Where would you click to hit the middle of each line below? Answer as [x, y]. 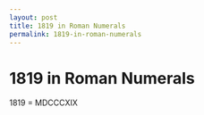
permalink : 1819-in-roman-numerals [76, 34]
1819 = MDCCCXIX [44, 103]
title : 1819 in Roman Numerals [68, 26]
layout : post [34, 17]
